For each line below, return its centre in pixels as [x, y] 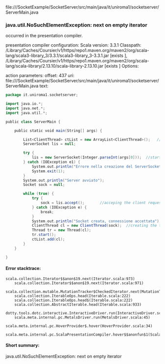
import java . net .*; [25, 108]
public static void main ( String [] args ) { [58, 130]
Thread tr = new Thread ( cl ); [61, 230]
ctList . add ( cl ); [48, 239]
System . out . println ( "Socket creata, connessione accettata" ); [96, 221]
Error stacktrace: [23, 268]
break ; [47, 212]
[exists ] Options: [122, 66]
